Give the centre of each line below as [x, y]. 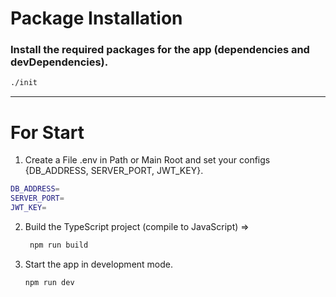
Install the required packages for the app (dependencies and [160, 50]
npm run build [59, 245]
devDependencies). [59, 62]
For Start [47, 132]
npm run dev [49, 282]
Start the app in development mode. [99, 264]
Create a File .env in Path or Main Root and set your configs [147, 160]
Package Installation [96, 18]
